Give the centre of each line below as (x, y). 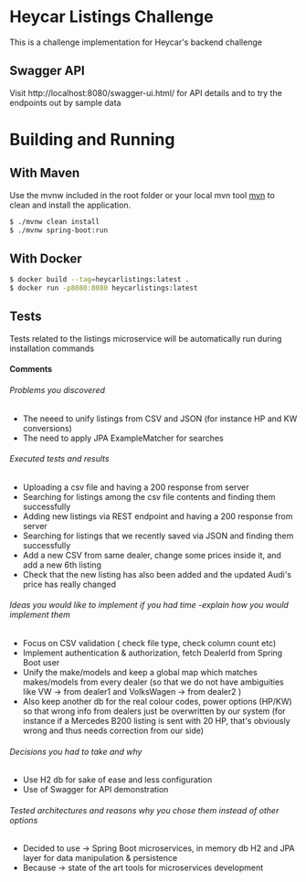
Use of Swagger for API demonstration (95, 790)
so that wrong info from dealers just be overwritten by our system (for (154, 711)
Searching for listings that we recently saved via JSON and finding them (158, 536)
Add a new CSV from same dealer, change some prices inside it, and (152, 555)
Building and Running (92, 139)
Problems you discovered (58, 390)
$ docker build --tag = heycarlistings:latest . (100, 280)
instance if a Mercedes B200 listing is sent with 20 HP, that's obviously (156, 721)
